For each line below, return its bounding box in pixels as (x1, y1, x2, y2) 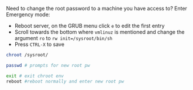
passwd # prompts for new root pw (6, 62, 91, 69)
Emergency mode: (6, 11, 50, 18)
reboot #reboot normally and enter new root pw (6, 78, 125, 84)
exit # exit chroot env (6, 73, 64, 79)
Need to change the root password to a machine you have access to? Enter (6, 5, 187, 12)
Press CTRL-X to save (14, 41, 65, 48)
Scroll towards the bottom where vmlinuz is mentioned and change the (14, 28, 185, 35)
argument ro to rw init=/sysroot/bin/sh (14, 35, 113, 41)
